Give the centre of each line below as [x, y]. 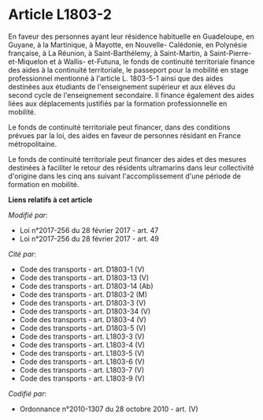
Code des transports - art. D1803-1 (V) [82, 269]
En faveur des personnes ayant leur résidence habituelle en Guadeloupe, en [131, 36]
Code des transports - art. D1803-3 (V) [83, 302]
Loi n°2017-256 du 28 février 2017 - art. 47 [89, 230]
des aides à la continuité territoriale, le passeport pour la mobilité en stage [128, 69]
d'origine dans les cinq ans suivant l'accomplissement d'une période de [125, 176]
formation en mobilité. [44, 184]
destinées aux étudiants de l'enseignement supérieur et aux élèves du [122, 86]
